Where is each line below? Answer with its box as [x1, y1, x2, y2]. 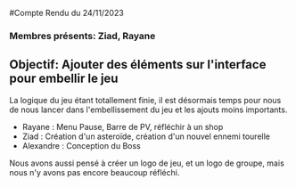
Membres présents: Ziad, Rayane [9, 29, 156, 42]
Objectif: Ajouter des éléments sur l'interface [9, 57, 267, 72]
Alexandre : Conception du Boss [21, 140, 141, 150]
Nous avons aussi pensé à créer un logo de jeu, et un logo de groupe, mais [9, 158, 285, 168]
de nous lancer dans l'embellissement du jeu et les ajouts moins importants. [9, 104, 288, 115]
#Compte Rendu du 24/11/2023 [9, 8, 125, 18]
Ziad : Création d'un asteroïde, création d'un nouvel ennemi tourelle [21, 131, 270, 142]
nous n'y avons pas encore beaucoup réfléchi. [9, 167, 180, 177]
